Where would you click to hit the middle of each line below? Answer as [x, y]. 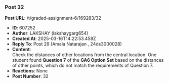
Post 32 [14, 7]
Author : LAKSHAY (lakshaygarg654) [50, 33]
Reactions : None [30, 71]
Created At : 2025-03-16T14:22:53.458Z [54, 38]
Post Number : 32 [30, 76]
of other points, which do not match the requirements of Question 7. [83, 66]
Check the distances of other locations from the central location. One [84, 55]
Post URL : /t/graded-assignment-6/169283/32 [53, 18]
